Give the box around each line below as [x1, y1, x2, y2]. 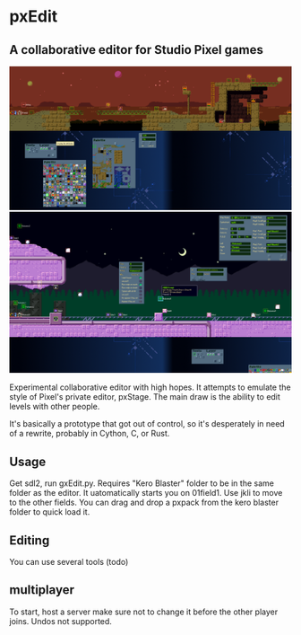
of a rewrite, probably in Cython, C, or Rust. [9, 428, 170, 439]
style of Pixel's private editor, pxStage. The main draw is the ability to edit [9, 392, 280, 402]
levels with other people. [9, 401, 100, 412]
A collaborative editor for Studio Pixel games [9, 42, 264, 57]
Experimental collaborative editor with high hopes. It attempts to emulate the [9, 382, 291, 392]
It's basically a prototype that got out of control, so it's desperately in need [9, 419, 285, 429]
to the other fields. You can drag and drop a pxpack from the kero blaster [9, 497, 279, 508]
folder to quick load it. [9, 507, 90, 517]
